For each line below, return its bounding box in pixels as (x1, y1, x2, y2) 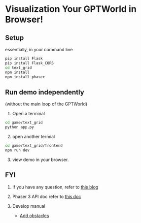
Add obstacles (19, 213, 49, 219)
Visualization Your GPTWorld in (5, 3, 137, 15)
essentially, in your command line (5, 47, 73, 52)
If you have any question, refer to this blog (12, 184, 99, 190)
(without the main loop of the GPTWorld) (5, 101, 88, 107)
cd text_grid (5, 65, 32, 70)
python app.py (5, 125, 35, 130)
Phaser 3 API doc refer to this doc (12, 193, 81, 199)
